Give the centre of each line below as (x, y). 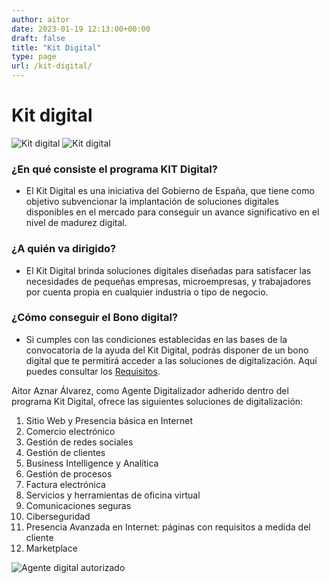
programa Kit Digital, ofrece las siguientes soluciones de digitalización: (157, 401)
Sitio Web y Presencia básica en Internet (109, 420)
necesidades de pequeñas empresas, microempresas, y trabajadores (168, 281)
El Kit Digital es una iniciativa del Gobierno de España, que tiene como (170, 191)
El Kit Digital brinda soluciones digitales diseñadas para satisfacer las (168, 270)
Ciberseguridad (58, 516)
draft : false (38, 38)
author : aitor (41, 19)
